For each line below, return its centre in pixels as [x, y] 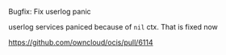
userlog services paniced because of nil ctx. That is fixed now [113, 27]
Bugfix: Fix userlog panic [50, 12]
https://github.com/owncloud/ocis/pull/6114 [81, 42]
